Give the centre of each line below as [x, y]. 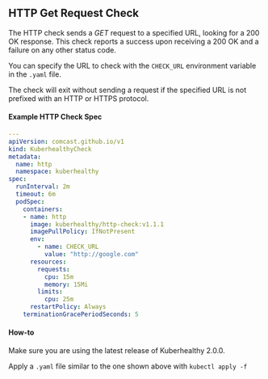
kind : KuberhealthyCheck [50, 149]
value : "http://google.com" [91, 255]
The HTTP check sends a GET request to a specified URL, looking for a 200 [134, 32]
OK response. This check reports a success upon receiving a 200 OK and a [134, 41]
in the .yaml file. [35, 74]
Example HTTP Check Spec [55, 117]
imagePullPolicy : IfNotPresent [82, 232]
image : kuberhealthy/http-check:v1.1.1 [96, 224]
